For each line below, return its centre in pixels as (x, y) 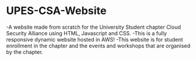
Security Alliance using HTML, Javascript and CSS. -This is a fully (87, 33)
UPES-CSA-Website (56, 11)
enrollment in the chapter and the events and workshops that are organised (98, 46)
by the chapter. (25, 52)
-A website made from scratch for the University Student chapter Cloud (94, 27)
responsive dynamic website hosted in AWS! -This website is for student (94, 39)
